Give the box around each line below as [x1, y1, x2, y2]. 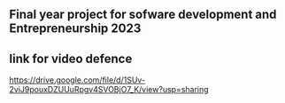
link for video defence [9, 51, 133, 66]
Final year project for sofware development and [9, 7, 277, 22]
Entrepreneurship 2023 [9, 21, 142, 36]
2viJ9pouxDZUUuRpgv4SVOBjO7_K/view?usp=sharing [9, 84, 210, 95]
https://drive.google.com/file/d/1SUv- [9, 75, 146, 85]
